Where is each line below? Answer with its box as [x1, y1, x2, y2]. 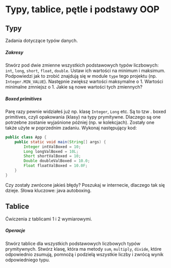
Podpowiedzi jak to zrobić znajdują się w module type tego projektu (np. [5, 73, 157, 79]
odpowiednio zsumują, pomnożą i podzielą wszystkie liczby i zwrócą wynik [5, 251, 164, 257]
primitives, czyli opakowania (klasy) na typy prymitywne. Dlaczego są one [5, 114, 161, 120]
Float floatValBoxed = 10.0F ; [23, 163, 88, 168]
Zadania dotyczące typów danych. [5, 37, 78, 43]
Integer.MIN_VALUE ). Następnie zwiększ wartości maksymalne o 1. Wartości [5, 78, 163, 84]
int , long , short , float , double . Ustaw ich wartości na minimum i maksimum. [5, 68, 166, 74]
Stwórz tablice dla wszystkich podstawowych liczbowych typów [5, 240, 140, 247]
